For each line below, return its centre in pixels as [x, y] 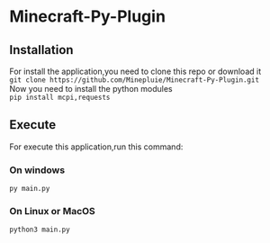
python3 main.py [40, 230]
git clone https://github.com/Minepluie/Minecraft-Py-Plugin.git [134, 80]
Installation [41, 50]
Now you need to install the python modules [91, 89]
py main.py [30, 189]
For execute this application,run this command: [96, 147]
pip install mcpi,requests [60, 97]
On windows [37, 170]
